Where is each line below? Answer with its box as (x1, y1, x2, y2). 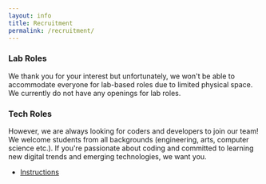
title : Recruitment (8, 19, 73, 27)
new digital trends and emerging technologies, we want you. (8, 151, 207, 161)
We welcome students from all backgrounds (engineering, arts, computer (8, 134, 249, 144)
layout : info (8, 11, 52, 20)
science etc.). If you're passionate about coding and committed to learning (8, 143, 254, 153)
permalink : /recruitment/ (8, 26, 94, 34)
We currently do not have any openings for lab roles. (8, 88, 181, 98)
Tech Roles (8, 108, 52, 119)
